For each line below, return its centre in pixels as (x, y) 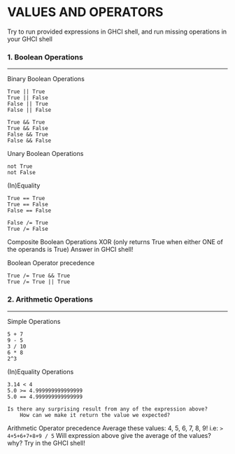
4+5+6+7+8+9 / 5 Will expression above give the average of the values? (109, 435)
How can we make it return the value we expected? (95, 415)
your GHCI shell (30, 38)
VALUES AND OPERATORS (85, 12)
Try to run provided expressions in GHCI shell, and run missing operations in (117, 31)
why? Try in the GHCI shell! (47, 443)
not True (20, 166)
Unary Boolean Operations (45, 154)
